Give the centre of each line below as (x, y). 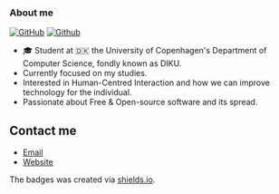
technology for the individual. (77, 92)
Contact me (43, 130)
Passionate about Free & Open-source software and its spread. (140, 102)
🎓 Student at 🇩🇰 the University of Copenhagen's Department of (144, 51)
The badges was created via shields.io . (82, 179)
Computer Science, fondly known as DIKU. (102, 63)
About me (32, 13)
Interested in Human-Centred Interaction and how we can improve (146, 82)
